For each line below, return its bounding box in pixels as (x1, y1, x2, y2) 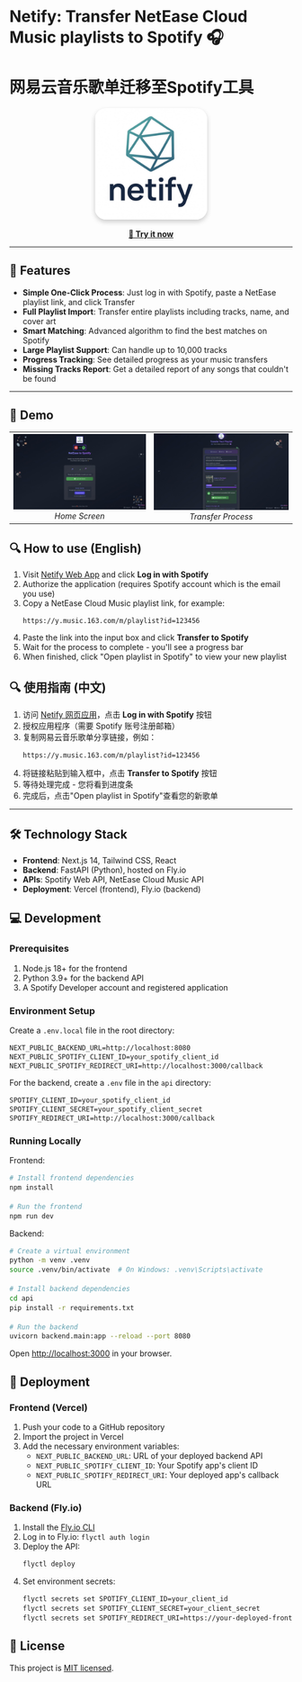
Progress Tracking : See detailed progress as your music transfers (22, 354, 268, 365)
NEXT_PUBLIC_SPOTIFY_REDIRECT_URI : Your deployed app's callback (35, 1469, 280, 1480)
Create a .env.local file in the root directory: (9, 1025, 175, 1035)
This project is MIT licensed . (9, 1662, 114, 1673)
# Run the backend (9, 1322, 78, 1332)
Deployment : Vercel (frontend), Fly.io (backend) (22, 883, 201, 894)
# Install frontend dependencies (9, 1173, 135, 1183)
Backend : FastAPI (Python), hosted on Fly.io (22, 864, 187, 875)
